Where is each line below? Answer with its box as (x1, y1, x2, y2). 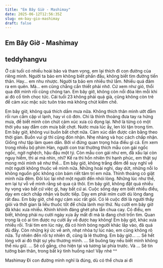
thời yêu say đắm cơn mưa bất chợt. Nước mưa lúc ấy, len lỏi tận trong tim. (5, 124, 154, 130)
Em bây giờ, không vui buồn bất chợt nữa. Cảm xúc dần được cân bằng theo (5, 129, 158, 135)
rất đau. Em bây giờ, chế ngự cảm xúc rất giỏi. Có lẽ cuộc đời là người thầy (5, 197, 154, 202)
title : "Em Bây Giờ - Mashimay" (5, 7, 71, 12)
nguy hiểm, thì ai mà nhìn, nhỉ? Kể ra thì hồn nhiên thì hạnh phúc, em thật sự (5, 155, 157, 161)
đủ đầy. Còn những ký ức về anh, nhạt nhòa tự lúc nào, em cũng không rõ (5, 227, 153, 233)
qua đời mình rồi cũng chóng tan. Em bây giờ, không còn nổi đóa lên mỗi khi (5, 89, 157, 95)
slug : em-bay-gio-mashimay (5, 16, 60, 21)
